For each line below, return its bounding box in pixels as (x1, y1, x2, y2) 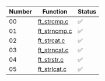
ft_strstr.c (37, 56, 64, 63)
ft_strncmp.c (37, 27, 72, 35)
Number (9, 8, 32, 15)
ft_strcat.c (37, 36, 65, 45)
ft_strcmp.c (37, 18, 69, 25)
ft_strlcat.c (37, 65, 67, 73)
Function (42, 8, 68, 15)
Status (78, 8, 97, 15)
